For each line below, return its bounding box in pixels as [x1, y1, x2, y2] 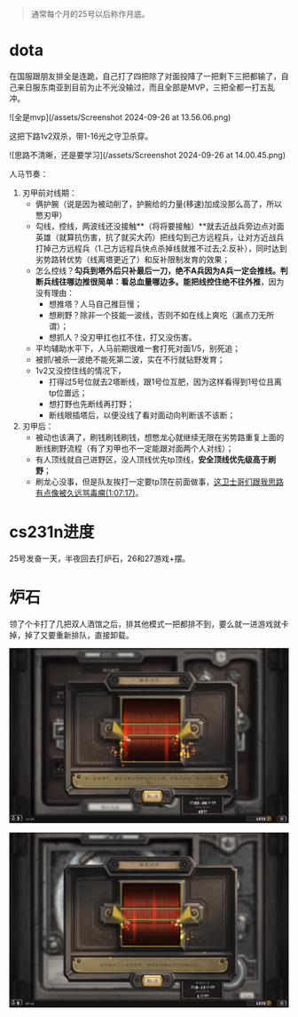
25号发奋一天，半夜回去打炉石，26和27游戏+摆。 [9, 553, 191, 564]
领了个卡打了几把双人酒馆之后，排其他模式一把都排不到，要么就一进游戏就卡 [9, 618, 289, 629]
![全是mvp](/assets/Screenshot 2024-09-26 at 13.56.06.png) [9, 111, 231, 123]
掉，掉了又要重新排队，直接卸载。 [9, 629, 134, 640]
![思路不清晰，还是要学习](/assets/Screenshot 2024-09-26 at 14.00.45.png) [9, 149, 286, 160]
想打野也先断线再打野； [48, 398, 135, 409]
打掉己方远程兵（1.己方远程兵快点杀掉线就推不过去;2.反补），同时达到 [35, 243, 288, 253]
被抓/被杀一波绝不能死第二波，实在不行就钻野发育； [35, 354, 225, 364]
